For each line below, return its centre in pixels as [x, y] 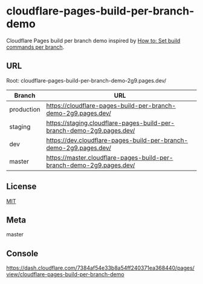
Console [22, 254]
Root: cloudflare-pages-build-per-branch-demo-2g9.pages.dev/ [86, 80]
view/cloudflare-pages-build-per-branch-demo [66, 274]
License [21, 187]
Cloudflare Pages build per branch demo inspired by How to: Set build [93, 40]
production [25, 109]
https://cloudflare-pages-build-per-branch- [111, 106]
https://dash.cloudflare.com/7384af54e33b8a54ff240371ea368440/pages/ [101, 268]
